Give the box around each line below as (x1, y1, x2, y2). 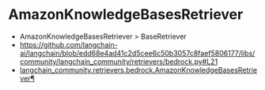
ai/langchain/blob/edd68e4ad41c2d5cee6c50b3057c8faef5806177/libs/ (19, 48, 256, 58)
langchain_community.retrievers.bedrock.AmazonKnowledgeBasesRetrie (19, 65, 258, 74)
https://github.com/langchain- (19, 39, 119, 49)
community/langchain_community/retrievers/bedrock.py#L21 (19, 57, 218, 66)
